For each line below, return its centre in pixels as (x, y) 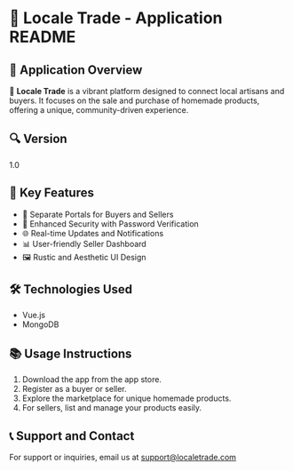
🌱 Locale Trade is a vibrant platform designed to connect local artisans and (147, 91)
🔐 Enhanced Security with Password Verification (111, 224)
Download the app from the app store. (92, 379)
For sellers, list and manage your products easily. (112, 408)
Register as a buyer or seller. (74, 389)
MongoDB (40, 324)
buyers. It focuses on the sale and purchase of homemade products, (135, 100)
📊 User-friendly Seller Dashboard (84, 243)
